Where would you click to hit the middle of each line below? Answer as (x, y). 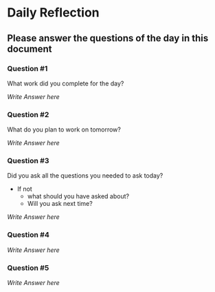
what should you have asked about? (78, 196)
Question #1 (27, 68)
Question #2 (28, 114)
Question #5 (28, 268)
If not (24, 189)
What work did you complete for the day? (66, 83)
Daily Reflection (53, 13)
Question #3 (28, 161)
